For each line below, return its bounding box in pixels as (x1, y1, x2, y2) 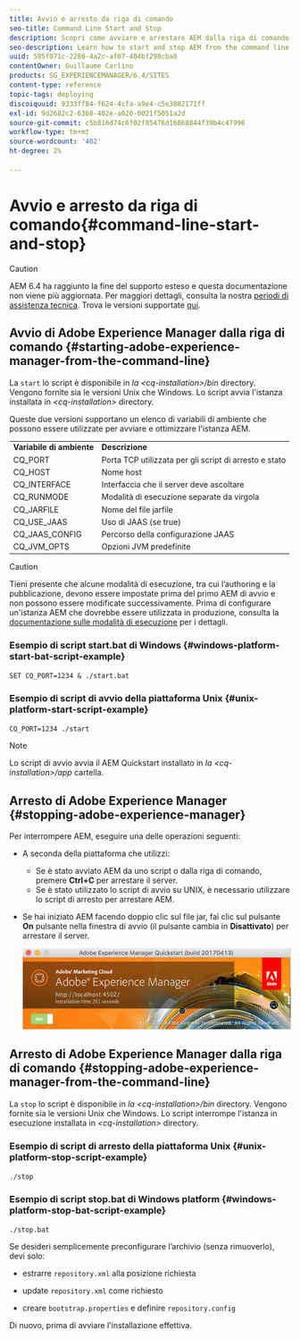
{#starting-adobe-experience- (65, 340, 240, 355)
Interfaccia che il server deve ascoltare (101, 479, 245, 489)
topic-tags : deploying (9, 89, 94, 98)
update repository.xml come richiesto (21, 1285, 163, 1296)
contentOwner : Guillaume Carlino (9, 62, 134, 71)
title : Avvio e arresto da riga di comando (9, 14, 174, 23)
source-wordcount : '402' (9, 137, 102, 147)
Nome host (101, 466, 143, 478)
